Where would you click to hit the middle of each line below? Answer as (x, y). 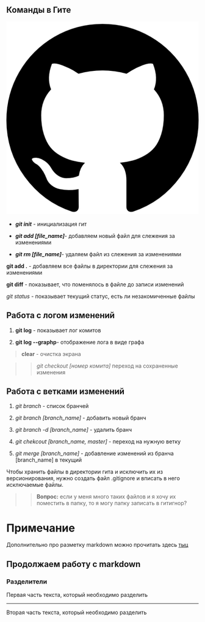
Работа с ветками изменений (66, 392)
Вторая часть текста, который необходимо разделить (77, 613)
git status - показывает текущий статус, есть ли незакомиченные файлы (101, 296)
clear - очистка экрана (51, 354)
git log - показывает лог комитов (58, 330)
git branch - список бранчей (52, 406)
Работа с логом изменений (60, 315)
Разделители (27, 582)
